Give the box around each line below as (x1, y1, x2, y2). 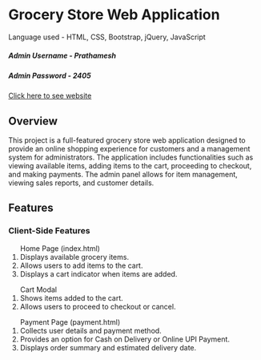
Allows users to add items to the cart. (19, 261, 143, 270)
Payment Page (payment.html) (19, 317, 121, 326)
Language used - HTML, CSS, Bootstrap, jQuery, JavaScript (8, 32, 206, 42)
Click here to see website (8, 91, 92, 101)
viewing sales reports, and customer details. (8, 178, 155, 188)
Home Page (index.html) (19, 243, 100, 253)
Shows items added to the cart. (19, 293, 124, 302)
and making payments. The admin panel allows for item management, (8, 170, 238, 180)
